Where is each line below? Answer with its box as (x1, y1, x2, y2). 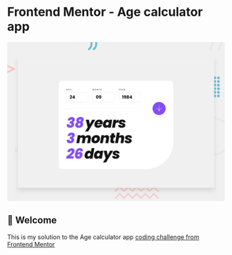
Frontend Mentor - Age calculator (7, 4, 203, 20)
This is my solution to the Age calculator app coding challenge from (7, 232, 200, 241)
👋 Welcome (7, 214, 57, 226)
